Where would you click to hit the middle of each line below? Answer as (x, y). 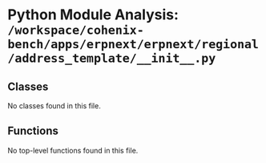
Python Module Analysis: (93, 15)
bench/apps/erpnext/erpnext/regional (133, 45)
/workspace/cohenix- (76, 30)
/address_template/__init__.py (112, 58)
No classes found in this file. (54, 106)
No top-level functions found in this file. (73, 150)
